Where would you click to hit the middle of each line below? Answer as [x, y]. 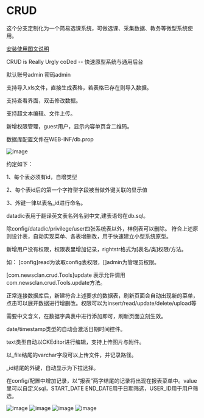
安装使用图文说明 [28, 49]
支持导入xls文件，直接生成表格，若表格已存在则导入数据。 [79, 87]
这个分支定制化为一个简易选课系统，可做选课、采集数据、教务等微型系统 [97, 28]
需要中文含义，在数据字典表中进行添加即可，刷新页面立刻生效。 [86, 316]
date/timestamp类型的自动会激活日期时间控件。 [66, 329]
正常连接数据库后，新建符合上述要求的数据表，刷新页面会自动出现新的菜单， [102, 295]
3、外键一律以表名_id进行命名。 [46, 203]
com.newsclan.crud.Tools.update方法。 [56, 282]
